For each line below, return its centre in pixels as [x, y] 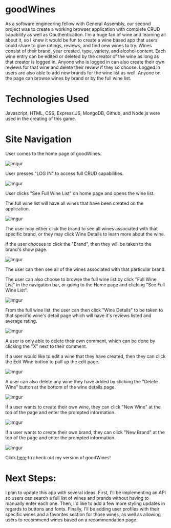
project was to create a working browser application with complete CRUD [83, 29]
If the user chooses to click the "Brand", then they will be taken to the [79, 244]
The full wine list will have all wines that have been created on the [74, 203]
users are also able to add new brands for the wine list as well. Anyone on [83, 72]
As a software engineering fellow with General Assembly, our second [78, 24]
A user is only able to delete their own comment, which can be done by [80, 341]
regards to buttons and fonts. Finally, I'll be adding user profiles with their [82, 509]
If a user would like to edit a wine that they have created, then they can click [85, 356]
